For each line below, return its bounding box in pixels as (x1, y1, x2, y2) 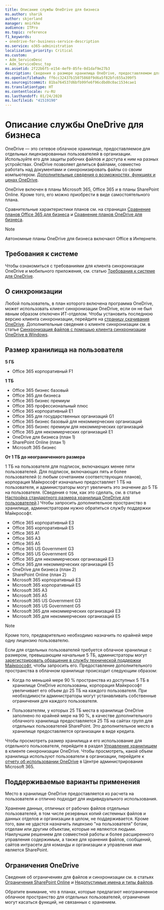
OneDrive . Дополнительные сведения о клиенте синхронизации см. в (5, 321, 150, 327)
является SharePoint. (5, 847, 49, 853)
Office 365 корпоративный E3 (12, 520, 74, 525)
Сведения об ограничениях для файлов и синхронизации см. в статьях (5, 874, 154, 880)
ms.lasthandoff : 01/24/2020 (5, 93, 62, 98)
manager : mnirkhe (5, 21, 41, 26)
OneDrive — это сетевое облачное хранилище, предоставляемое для (5, 146, 150, 152)
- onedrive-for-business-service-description (5, 39, 99, 44)
